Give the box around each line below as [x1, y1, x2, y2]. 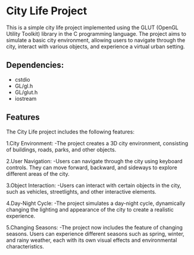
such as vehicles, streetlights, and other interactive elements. [6, 188, 157, 195]
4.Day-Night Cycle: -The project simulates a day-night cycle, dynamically [6, 200, 186, 207]
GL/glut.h [14, 88, 38, 96]
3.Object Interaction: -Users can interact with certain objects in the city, [6, 182, 182, 189]
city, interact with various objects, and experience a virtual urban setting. [6, 43, 186, 50]
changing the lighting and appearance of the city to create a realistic [6, 206, 174, 213]
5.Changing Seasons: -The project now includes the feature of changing [6, 223, 183, 231]
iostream [14, 95, 37, 102]
